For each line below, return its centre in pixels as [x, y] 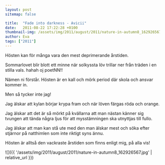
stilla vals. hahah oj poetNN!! [34, 70]
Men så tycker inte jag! [28, 94]
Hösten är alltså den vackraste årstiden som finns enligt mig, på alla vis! [78, 142]
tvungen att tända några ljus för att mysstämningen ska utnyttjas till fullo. [79, 118]
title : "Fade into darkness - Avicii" [46, 23]
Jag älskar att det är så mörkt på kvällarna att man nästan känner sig [74, 113]
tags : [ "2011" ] [21, 41]
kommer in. [16, 84]
